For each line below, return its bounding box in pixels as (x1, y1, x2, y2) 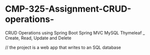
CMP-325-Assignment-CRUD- (5, 3, 131, 15)
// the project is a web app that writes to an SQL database (5, 44, 121, 50)
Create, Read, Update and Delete (5, 35, 72, 41)
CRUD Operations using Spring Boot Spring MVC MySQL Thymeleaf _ (5, 30, 145, 36)
